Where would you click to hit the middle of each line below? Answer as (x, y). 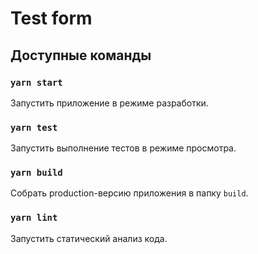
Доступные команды (81, 55)
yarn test (34, 127)
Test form (51, 18)
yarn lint (34, 218)
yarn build (36, 173)
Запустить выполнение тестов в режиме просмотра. (123, 148)
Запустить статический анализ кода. (89, 238)
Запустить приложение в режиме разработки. (109, 103)
